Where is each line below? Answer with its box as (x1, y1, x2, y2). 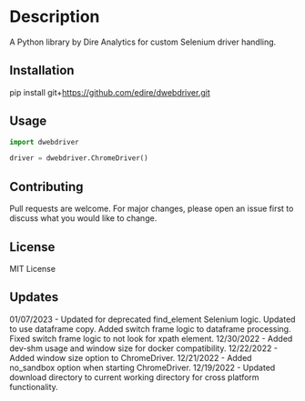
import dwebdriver (9, 137, 79, 146)
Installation (9, 63, 75, 78)
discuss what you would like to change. (9, 213, 158, 224)
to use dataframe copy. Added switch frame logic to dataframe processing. (9, 323, 291, 334)
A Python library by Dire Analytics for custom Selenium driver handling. (9, 36, 277, 47)
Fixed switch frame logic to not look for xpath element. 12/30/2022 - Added (9, 333, 293, 344)
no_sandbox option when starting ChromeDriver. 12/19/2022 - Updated (9, 362, 276, 373)
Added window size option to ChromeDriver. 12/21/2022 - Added (9, 352, 252, 363)
